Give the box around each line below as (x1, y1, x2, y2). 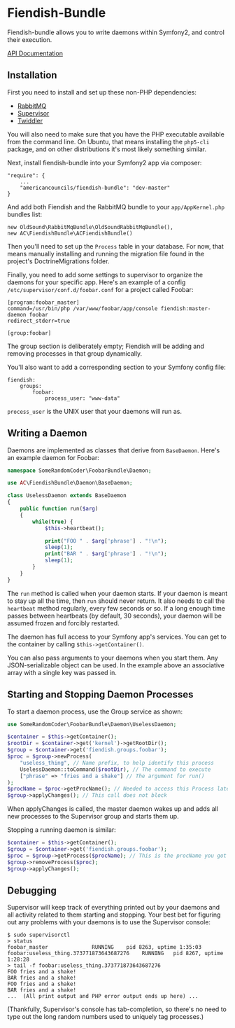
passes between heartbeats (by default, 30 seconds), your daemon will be (7, 611, 222, 620)
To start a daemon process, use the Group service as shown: (7, 707, 183, 716)
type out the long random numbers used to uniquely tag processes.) (7, 1013, 204, 1021)
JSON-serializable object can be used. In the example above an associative (7, 660, 225, 669)
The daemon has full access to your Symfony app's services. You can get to (7, 632, 227, 641)
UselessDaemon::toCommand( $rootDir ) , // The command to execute (20, 765, 211, 773)
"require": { (7, 172, 45, 179)
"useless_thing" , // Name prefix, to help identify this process (20, 759, 215, 766)
